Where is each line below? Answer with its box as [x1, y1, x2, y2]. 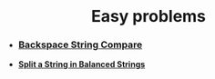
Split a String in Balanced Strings [17, 59, 146, 70]
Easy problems [90, 6, 207, 27]
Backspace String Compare [17, 38, 143, 51]
